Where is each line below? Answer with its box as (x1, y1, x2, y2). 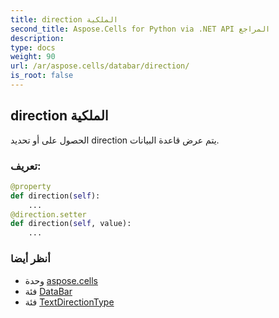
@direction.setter (10, 209, 87, 220)
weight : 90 (10, 52, 56, 62)
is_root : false (10, 71, 74, 81)
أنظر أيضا (10, 252, 51, 266)
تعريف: (10, 159, 42, 173)
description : (10, 33, 65, 43)
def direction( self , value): (10, 219, 132, 229)
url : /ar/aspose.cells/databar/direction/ (10, 61, 190, 71)
